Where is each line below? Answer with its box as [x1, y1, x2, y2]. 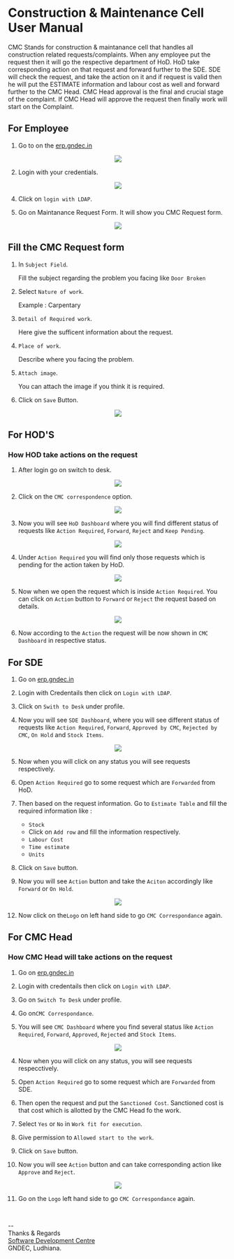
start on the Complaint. [8, 102, 74, 111]
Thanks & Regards [8, 1229, 61, 1237]
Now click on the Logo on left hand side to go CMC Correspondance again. [17, 911, 223, 920]
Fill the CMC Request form [8, 241, 125, 253]
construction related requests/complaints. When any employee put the [8, 50, 211, 59]
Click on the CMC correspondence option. [17, 492, 133, 501]
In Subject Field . [17, 260, 68, 269]
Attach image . [17, 369, 58, 377]
